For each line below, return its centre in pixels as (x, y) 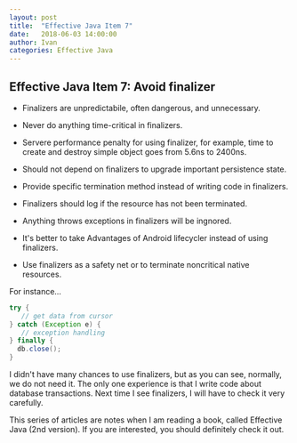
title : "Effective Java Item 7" (71, 26)
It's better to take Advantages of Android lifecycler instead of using (145, 238)
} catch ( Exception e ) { (55, 324)
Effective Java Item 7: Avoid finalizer (112, 87)
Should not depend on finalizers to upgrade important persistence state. (154, 169)
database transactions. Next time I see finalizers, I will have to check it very (147, 393)
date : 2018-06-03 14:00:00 (63, 34)
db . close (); (40, 349)
